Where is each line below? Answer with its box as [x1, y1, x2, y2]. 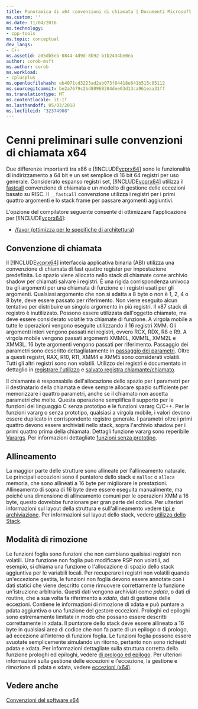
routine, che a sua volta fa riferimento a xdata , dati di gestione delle [6, 594, 171, 601]
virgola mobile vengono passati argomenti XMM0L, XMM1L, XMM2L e [6, 335, 176, 342]
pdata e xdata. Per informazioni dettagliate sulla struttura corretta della [6, 644, 178, 652]
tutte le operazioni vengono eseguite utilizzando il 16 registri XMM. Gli [6, 322, 176, 329]
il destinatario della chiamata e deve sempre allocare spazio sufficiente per [6, 384, 189, 391]
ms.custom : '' [6, 14, 41, 20]
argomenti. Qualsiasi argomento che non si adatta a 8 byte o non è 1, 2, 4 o [6, 291, 189, 298]
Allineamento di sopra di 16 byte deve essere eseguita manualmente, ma [6, 486, 183, 493]
